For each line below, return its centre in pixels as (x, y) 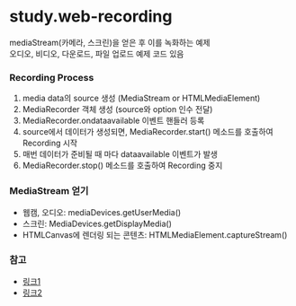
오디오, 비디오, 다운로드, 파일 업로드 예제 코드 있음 (97, 53)
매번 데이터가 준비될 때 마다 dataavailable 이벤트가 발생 (120, 154)
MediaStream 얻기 (49, 191)
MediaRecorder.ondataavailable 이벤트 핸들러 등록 (113, 121)
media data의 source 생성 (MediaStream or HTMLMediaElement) (141, 98)
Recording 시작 (50, 143)
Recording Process (52, 77)
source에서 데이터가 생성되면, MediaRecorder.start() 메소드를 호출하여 (148, 132)
